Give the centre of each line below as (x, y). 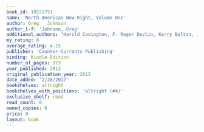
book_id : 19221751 (29, 12)
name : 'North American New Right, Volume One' (66, 18)
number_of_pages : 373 (34, 63)
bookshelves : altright (35, 86)
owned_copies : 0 (27, 108)
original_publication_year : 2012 (49, 74)
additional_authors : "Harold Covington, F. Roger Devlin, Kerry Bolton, (100, 35)
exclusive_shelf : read (35, 97)
